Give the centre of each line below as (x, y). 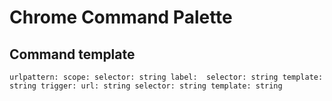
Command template (72, 54)
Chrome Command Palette (121, 17)
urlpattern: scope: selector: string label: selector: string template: (166, 77)
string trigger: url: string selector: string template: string (146, 86)
